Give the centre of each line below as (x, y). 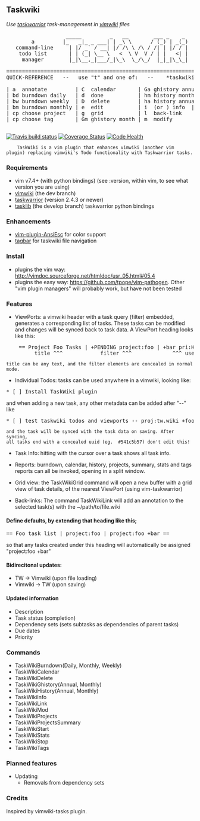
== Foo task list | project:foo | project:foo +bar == (88, 534)
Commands (23, 652)
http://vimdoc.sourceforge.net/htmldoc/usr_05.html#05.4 (85, 276)
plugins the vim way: (40, 269)
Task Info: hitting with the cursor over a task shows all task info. (93, 453)
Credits (17, 798)
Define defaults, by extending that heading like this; (71, 520)
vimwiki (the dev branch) (45, 193)
